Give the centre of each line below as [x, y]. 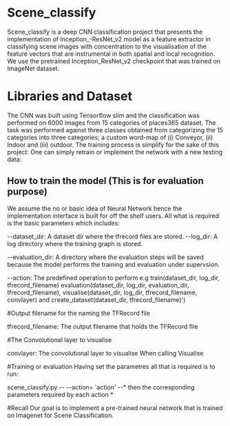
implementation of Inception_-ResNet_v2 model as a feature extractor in [109, 39]
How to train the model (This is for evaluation [106, 181]
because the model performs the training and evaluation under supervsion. [114, 264]
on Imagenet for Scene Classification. [60, 415]
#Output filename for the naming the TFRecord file [79, 313]
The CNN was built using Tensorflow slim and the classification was [103, 115]
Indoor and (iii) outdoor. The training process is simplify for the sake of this [113, 144]
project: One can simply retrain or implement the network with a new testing [115, 152]
